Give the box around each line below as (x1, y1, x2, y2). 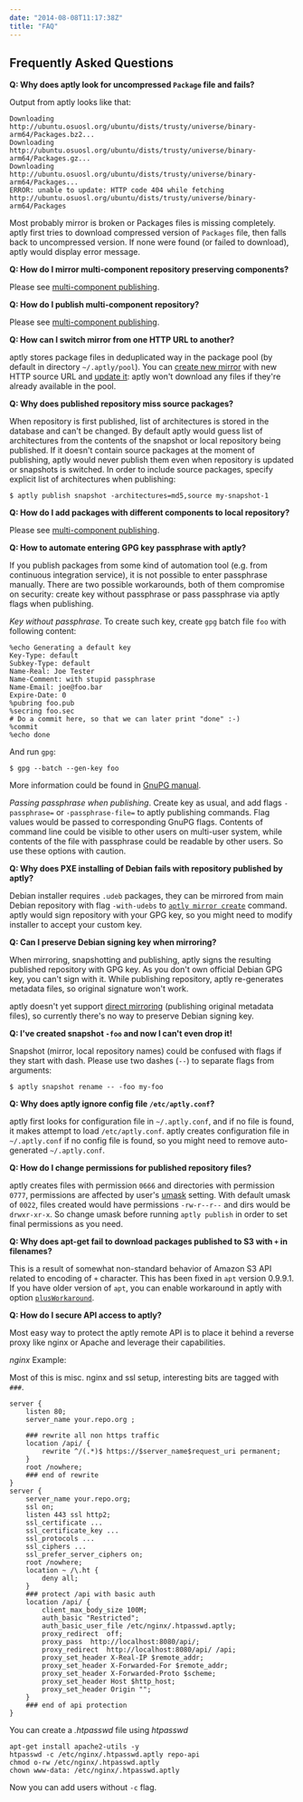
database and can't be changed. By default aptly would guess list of (9, 425, 263, 436)
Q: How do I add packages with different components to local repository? (9, 507, 290, 518)
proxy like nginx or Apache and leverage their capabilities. (9, 1337, 226, 1348)
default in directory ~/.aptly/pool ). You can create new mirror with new (9, 362, 278, 373)
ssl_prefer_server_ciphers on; (25, 1550, 144, 1560)
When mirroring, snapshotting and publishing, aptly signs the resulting (9, 954, 271, 966)
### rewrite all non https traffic (25, 1431, 160, 1440)
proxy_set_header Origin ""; (42, 1685, 152, 1694)
